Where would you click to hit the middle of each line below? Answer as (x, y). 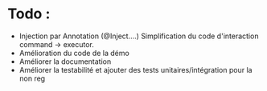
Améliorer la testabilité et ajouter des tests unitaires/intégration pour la (136, 69)
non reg (32, 78)
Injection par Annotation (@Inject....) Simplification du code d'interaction (139, 36)
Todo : (29, 14)
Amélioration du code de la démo (74, 53)
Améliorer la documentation (65, 61)
